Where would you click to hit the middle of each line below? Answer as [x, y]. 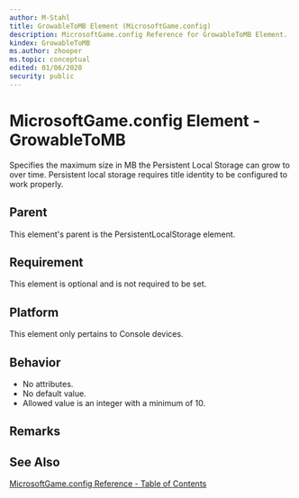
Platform [34, 312]
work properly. [36, 184]
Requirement [46, 262]
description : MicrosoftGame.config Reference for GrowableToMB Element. [149, 34]
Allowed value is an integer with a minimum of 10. [113, 403]
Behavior [35, 362]
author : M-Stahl [40, 18]
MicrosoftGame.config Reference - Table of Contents [108, 484]
